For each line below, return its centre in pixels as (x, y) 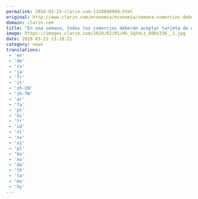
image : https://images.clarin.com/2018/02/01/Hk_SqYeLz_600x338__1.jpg (96, 34)
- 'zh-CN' (21, 88)
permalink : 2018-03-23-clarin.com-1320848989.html (70, 11)
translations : (24, 50)
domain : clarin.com (30, 22)
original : (18, 17)
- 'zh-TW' (21, 94)
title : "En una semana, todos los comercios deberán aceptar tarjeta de (97, 28)
